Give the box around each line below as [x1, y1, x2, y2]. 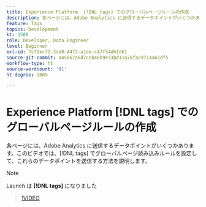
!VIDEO [21, 194, 40, 202]
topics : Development [6, 26, 59, 32]
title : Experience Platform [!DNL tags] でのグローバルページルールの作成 [6, 9, 189, 15]
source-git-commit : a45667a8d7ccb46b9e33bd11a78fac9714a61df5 [6, 55, 169, 61]
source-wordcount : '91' [6, 66, 67, 72]
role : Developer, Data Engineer [6, 37, 89, 43]
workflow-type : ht [6, 60, 53, 66]
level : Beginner [6, 43, 48, 50]
